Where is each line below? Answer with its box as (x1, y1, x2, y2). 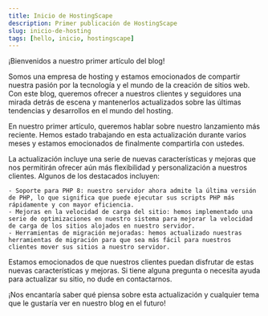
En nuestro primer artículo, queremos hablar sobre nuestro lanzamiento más (8, 121, 261, 131)
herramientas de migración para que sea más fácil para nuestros (8, 236, 231, 244)
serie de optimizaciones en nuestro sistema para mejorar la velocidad (8, 215, 253, 224)
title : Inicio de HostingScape (8, 11, 113, 20)
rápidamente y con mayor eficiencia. (8, 201, 135, 209)
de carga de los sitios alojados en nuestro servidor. (8, 222, 196, 230)
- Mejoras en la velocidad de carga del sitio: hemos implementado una (8, 208, 253, 216)
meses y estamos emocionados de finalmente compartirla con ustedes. (8, 138, 245, 149)
